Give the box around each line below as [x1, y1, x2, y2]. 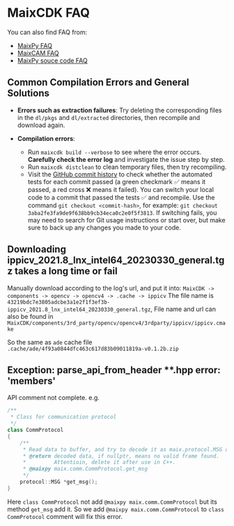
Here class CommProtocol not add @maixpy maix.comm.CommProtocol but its [7, 497, 217, 506]
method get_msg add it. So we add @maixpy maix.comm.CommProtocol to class [7, 504, 224, 513]
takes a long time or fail [15, 265, 118, 277]
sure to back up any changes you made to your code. [27, 223, 181, 232]
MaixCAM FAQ [17, 49, 59, 57]
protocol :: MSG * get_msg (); [19, 479, 98, 486]
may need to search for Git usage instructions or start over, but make [27, 216, 226, 224]
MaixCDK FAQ [7, 5, 91, 21]
